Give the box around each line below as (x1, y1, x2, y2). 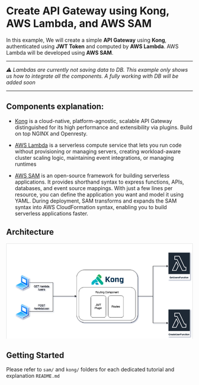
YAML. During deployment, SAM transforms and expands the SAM (14, 197, 177, 204)
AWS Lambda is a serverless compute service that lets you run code (14, 141, 182, 149)
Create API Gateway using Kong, (6, 4, 170, 18)
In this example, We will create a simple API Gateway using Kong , (6, 36, 167, 43)
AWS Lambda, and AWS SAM (6, 17, 152, 30)
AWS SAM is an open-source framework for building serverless (14, 172, 170, 179)
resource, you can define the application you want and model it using (14, 191, 184, 198)
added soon (6, 78, 36, 86)
